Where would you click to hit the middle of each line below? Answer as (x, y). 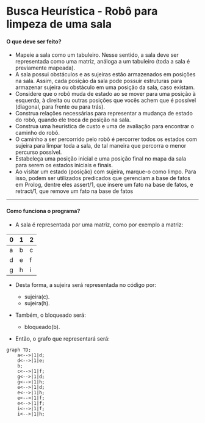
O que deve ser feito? (34, 42)
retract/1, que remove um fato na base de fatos (74, 191)
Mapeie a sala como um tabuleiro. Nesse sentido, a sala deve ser (97, 55)
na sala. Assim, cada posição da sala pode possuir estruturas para (99, 81)
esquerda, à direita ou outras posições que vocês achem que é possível (106, 100)
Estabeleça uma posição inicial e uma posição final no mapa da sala (101, 159)
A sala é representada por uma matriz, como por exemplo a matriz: (99, 225)
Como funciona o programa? (43, 211)
